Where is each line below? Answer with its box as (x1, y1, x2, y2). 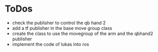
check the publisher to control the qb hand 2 (12, 20, 106, 26)
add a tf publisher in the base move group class (12, 25, 113, 31)
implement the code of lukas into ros (12, 41, 90, 47)
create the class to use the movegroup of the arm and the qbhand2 (12, 30, 153, 36)
